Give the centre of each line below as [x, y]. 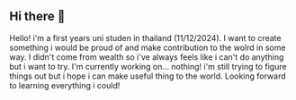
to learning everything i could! [65, 85]
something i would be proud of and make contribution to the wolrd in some [148, 47]
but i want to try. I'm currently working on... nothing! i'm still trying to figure [148, 66]
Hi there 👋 [37, 17]
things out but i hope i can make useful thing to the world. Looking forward [148, 76]
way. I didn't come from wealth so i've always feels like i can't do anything [147, 57]
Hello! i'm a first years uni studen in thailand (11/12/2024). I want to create [145, 37]
